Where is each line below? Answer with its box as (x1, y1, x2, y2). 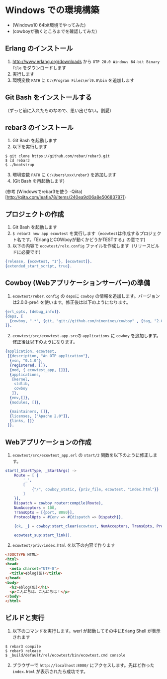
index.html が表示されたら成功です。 (12, 668, 88, 674)
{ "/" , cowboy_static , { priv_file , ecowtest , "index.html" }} (31, 487, 159, 492)
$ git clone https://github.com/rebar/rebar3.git (5, 154, 110, 159)
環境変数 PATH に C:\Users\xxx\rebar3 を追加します (12, 172, 117, 178)
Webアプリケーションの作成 (5, 438, 92, 447)
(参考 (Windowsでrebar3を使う (5, 189, 69, 195)
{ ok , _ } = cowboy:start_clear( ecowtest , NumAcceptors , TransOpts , (14, 523, 155, 529)
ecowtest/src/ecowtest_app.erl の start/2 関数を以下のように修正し (12, 452, 153, 458)
